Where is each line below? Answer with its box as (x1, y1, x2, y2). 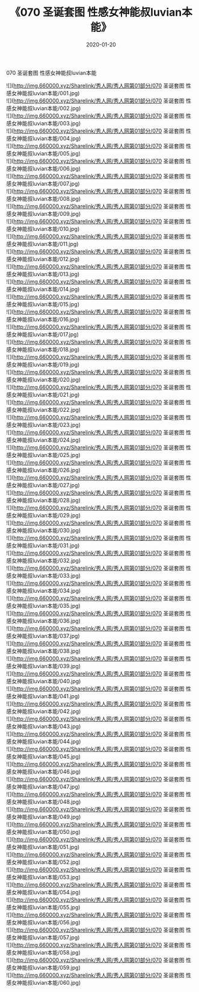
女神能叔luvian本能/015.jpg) (11, 300, 80, 308)
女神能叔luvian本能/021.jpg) (11, 391, 80, 398)
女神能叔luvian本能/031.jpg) (11, 542, 80, 549)
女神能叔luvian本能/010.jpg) (11, 225, 80, 232)
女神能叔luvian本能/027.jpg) (11, 481, 80, 488)
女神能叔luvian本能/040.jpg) (11, 677, 81, 684)
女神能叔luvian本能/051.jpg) (11, 843, 80, 850)
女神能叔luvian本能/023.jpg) (11, 421, 81, 428)
